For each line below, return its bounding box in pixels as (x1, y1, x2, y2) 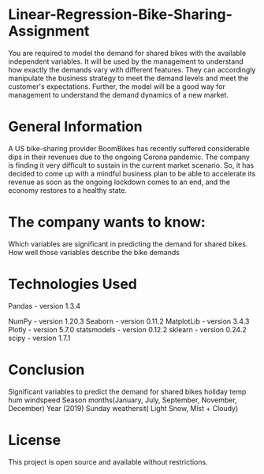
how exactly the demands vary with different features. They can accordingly (8, 65, 256, 74)
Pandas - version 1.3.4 (8, 301, 81, 310)
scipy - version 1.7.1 (8, 333, 71, 343)
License (8, 431, 61, 449)
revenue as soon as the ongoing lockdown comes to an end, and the (8, 177, 231, 187)
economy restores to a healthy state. (8, 185, 128, 194)
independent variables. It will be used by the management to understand (8, 57, 244, 66)
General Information (8, 118, 143, 135)
